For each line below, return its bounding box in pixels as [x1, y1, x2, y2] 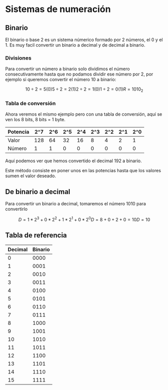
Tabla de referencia [5, 231, 67, 240]
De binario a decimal [5, 187, 71, 196]
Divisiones [5, 54, 32, 61]
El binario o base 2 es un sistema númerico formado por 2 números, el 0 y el [5, 37, 163, 43]
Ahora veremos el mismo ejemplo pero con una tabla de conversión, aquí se [5, 111, 162, 117]
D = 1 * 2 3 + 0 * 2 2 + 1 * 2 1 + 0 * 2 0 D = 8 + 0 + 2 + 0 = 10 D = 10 [18, 216, 150, 222]
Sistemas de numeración [5, 4, 111, 15]
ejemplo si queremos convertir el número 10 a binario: [5, 77, 116, 83]
